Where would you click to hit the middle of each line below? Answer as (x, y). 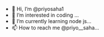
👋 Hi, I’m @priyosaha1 (38, 9)
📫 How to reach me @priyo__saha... (55, 28)
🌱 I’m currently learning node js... (51, 21)
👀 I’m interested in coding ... (45, 15)
